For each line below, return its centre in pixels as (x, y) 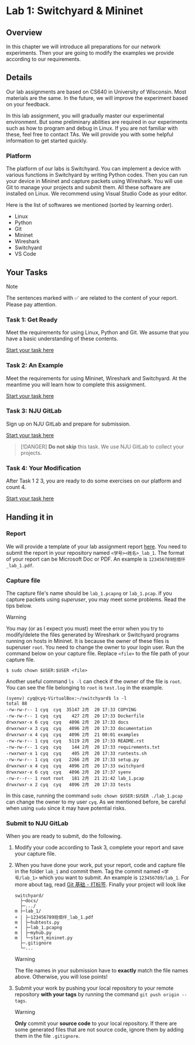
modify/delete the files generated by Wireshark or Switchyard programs (93, 635)
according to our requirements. (43, 59)
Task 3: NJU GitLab (34, 411)
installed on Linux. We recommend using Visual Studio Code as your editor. (97, 194)
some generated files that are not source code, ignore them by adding (99, 1030)
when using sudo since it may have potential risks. (66, 808)
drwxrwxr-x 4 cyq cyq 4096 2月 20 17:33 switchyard (75, 766)
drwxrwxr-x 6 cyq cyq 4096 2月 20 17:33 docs (67, 722)
